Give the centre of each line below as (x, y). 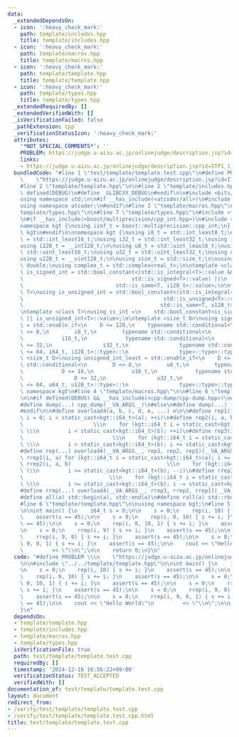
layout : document (33, 696)
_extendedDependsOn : (44, 21)
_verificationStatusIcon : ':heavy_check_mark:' (86, 133)
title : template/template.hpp (65, 80)
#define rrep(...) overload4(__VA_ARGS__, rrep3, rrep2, (106, 491)
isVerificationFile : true (52, 649)
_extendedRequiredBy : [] (51, 107)
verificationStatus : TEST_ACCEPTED (67, 676)
